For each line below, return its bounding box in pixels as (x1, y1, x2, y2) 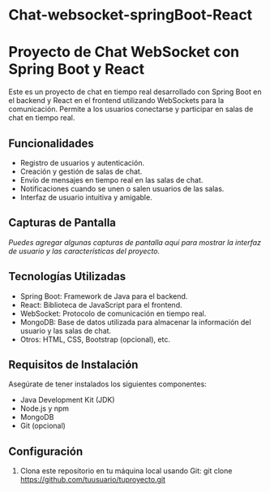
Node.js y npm (19, 404, 70, 413)
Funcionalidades (8, 136, 95, 150)
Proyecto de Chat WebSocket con (8, 43, 240, 62)
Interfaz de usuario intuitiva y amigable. (19, 192, 152, 202)
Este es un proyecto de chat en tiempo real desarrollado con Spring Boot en (8, 87, 262, 97)
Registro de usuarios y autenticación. (19, 158, 144, 167)
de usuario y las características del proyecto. (8, 246, 161, 256)
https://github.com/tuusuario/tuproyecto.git (19, 475, 166, 485)
